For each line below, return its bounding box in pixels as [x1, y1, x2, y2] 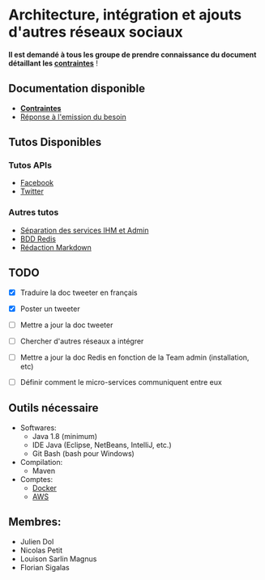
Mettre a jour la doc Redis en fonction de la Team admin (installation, [19, 352, 250, 362]
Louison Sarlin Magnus [19, 553, 97, 564]
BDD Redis [19, 233, 57, 244]
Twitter [19, 186, 45, 196]
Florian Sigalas [19, 562, 71, 572]
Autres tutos [8, 207, 59, 218]
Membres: [8, 515, 62, 529]
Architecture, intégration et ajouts [8, 6, 241, 24]
